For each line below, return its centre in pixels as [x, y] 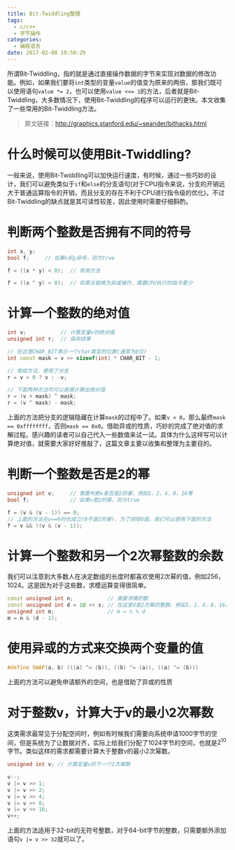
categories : [24, 40]
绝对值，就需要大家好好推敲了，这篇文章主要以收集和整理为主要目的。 [114, 444]
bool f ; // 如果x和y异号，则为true [61, 258]
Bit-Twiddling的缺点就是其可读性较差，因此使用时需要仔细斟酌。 [100, 201]
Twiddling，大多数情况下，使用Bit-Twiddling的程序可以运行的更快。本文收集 [116, 99]
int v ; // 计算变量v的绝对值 [61, 333]
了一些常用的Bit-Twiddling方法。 [54, 109]
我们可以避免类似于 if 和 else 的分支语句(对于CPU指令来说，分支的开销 [119, 183]
